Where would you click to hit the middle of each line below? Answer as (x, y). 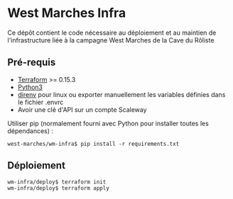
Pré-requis (32, 63)
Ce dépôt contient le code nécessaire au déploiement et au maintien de (112, 33)
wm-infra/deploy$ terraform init (57, 182)
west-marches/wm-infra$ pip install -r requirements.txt (93, 144)
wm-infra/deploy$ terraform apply (59, 188)
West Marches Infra (67, 13)
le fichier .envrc (40, 102)
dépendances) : (31, 131)
